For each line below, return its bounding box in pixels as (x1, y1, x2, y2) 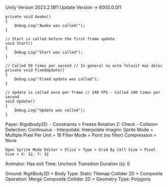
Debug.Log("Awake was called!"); (14, 23, 86, 28)
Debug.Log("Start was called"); (14, 50, 83, 55)
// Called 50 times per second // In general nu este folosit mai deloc (5, 63, 163, 68)
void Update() (5, 99, 36, 104)
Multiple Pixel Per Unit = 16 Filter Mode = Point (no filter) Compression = (5, 132, 157, 138)
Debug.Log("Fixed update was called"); (14, 76, 99, 82)
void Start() (5, 41, 33, 46)
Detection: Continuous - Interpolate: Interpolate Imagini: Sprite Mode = (5, 127, 154, 132)
